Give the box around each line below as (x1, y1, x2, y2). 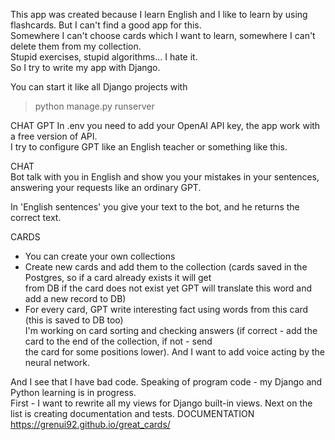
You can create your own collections (24, 250, 176, 262)
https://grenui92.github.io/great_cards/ (10, 419, 171, 430)
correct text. (10, 212, 62, 223)
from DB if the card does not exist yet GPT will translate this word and (24, 282, 313, 294)
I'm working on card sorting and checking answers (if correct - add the (24, 325, 318, 336)
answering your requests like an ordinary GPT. (10, 182, 202, 193)
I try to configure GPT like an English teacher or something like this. (10, 141, 288, 153)
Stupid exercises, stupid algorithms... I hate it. (10, 51, 198, 63)
